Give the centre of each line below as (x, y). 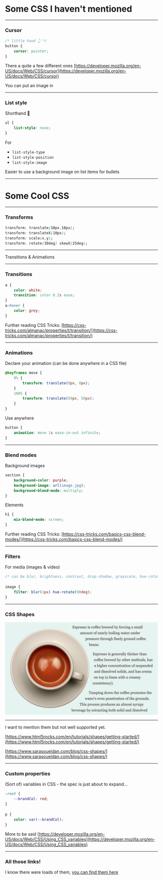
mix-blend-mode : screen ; (39, 520)
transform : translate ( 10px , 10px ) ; (40, 228)
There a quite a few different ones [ (40, 66)
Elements (14, 505)
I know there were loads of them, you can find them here (62, 872)
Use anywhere (19, 418)
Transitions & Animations (30, 257)
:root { (13, 794)
